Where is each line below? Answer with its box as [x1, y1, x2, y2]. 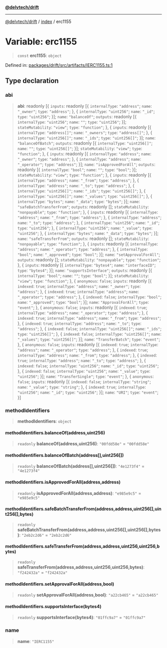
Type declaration [5, 77, 59, 85]
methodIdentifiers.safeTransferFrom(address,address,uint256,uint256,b [5, 543, 160, 549]
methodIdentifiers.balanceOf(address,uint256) [5, 430, 105, 435]
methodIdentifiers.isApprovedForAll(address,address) [5, 479, 121, 485]
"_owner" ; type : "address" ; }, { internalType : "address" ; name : [17, 156, 142, 162]
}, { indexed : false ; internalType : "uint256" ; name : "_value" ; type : [17, 368, 151, 374]
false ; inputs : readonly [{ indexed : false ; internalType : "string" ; [17, 379, 151, 385]
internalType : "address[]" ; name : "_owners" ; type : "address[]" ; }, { [17, 129, 153, 135]
